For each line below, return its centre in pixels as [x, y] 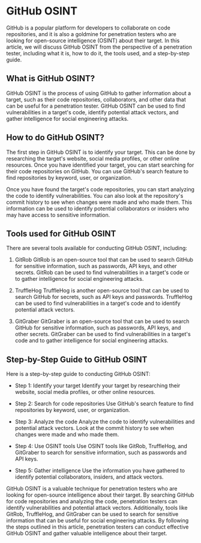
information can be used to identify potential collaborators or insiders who [98, 208]
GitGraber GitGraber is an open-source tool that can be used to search [102, 321]
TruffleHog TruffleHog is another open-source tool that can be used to [102, 290]
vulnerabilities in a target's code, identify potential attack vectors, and [92, 112]
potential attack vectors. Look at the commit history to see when [94, 428]
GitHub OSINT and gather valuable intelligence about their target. [87, 533]
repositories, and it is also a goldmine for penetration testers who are [91, 34]
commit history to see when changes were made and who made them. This [99, 202]
